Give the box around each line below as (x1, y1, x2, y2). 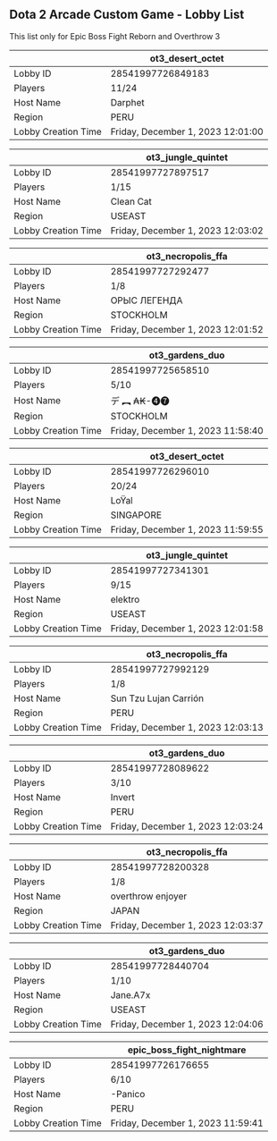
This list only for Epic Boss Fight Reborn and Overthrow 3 (9, 30, 221, 41)
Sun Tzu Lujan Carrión (110, 692, 204, 705)
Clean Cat (110, 195, 152, 207)
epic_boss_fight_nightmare (128, 1044, 247, 1056)
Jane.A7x (110, 988, 151, 1001)
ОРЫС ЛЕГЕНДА (110, 294, 183, 307)
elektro (110, 593, 140, 605)
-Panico (110, 1087, 146, 1100)
